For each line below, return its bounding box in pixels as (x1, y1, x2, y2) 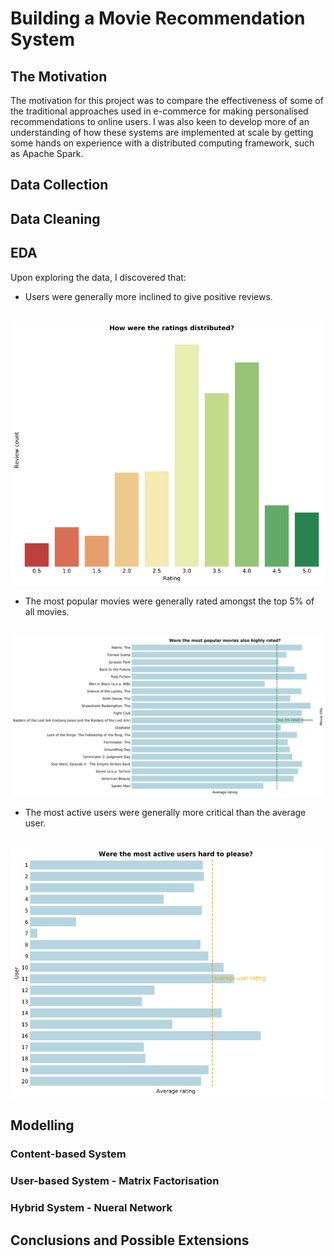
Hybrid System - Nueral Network (10, 1201, 173, 1215)
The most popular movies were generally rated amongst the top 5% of (24, 595, 315, 607)
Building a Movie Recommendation (10, 7, 306, 30)
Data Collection (10, 177, 109, 194)
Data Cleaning (10, 210, 101, 227)
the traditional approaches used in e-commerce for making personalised (10, 105, 309, 117)
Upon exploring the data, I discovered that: (10, 271, 187, 283)
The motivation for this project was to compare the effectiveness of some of (10, 95, 324, 106)
